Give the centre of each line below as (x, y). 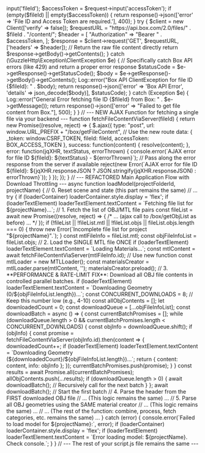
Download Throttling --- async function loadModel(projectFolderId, (91, 184)
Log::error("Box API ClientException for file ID (135, 80)
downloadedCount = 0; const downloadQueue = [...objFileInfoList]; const (99, 307)
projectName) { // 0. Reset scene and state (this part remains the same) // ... (102, 190)
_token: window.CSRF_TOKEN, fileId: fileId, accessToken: (78, 138)
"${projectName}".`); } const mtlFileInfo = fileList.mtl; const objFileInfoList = (102, 236)
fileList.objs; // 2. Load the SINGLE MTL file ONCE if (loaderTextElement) (98, 242)
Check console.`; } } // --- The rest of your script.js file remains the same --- (102, 444)
